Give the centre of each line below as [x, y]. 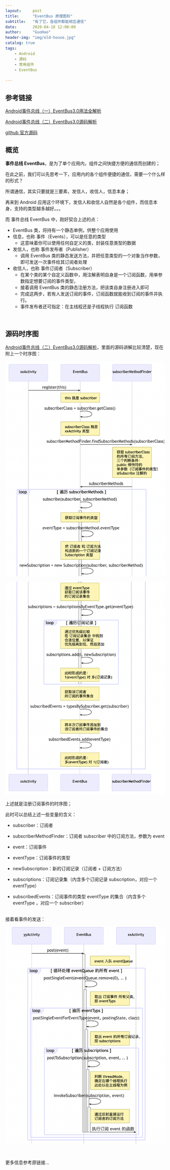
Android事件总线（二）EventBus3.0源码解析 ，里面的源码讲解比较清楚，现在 [84, 347]
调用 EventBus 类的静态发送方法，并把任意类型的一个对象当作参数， [91, 255]
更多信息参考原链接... [27, 1162]
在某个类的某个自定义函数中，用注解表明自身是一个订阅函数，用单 [89, 274]
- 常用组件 [24, 64]
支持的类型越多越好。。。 [39, 208]
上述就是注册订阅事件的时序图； [39, 804]
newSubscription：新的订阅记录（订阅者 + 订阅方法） [69, 869]
